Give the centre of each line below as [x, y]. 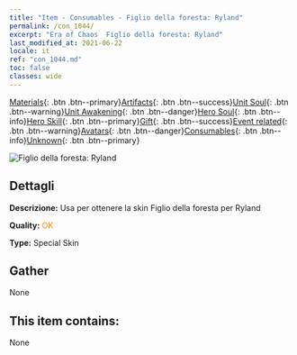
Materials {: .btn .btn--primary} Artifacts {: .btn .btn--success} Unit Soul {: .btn [149, 102]
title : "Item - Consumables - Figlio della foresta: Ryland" [126, 18]
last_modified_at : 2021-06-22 [66, 43]
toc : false [30, 68]
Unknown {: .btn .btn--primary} [83, 140]
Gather [29, 271]
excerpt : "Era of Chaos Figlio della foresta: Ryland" [116, 34]
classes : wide [36, 77]
